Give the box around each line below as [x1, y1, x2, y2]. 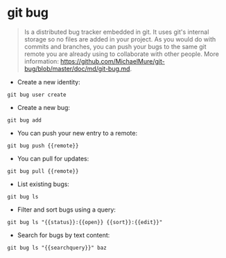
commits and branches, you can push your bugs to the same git [24, 42, 207, 50]
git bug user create [7, 91, 67, 98]
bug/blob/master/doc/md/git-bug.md [24, 64, 130, 73]
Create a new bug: [17, 103, 71, 111]
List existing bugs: [17, 180, 69, 188]
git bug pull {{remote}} [7, 167, 79, 174]
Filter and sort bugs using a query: [17, 205, 116, 214]
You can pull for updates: [17, 154, 89, 163]
